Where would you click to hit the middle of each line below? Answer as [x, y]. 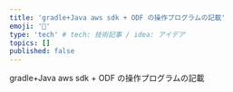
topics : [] [30, 43]
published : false [42, 51]
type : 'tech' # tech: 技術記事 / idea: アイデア [97, 34]
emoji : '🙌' [30, 26]
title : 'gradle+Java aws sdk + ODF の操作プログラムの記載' [118, 18]
